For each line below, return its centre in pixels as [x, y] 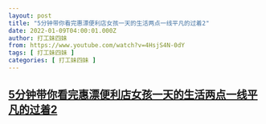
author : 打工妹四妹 [38, 38]
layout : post [30, 16]
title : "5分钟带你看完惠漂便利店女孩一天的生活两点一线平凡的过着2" [109, 23]
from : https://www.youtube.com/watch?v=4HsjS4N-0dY [96, 46]
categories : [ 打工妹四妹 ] [52, 61]
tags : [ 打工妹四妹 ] [41, 53]
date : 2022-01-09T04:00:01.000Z [62, 30]
